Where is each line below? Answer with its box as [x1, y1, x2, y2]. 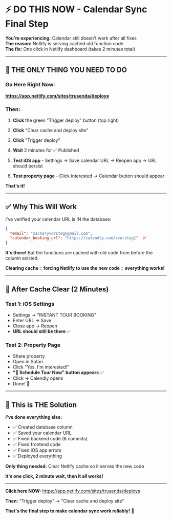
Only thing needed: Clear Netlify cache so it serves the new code [5, 463, 144, 470]
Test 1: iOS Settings [5, 300, 55, 307]
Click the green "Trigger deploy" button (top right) [12, 117, 119, 123]
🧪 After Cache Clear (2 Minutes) [5, 285, 109, 293]
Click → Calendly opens [12, 375, 63, 381]
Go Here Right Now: [5, 81, 55, 88]
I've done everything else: [5, 414, 62, 420]
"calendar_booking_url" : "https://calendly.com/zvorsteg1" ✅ [10, 235, 146, 241]
